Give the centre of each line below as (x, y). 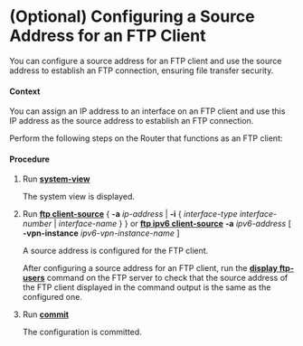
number (37, 224)
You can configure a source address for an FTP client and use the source (146, 61)
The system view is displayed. (79, 197)
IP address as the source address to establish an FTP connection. (132, 121)
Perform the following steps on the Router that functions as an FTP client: (146, 138)
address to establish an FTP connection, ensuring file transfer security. (142, 70)
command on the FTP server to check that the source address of (167, 278)
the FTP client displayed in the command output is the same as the (147, 287)
